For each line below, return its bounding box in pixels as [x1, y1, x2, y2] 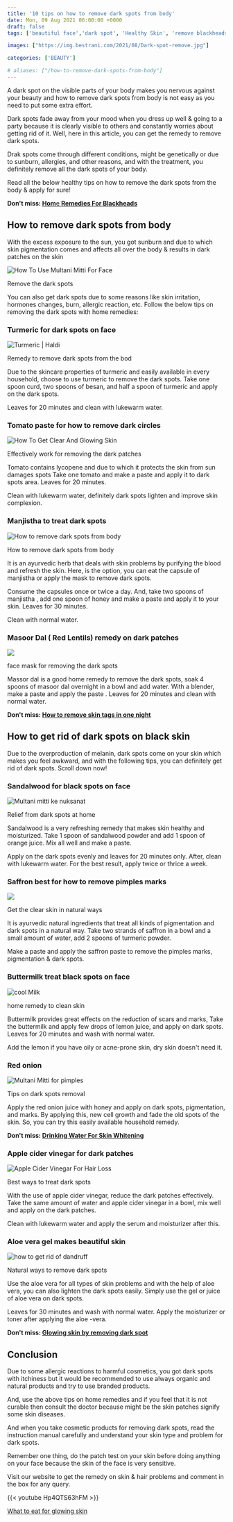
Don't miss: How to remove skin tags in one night [7, 710, 151, 719]
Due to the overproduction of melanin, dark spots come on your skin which [7, 749, 221, 757]
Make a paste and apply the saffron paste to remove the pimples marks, [7, 948, 213, 956]
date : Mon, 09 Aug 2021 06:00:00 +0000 [7, 17, 123, 24]
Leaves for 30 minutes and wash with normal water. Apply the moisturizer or [7, 1307, 225, 1316]
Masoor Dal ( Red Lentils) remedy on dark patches [7, 633, 179, 643]
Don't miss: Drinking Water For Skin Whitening [7, 1131, 144, 1139]
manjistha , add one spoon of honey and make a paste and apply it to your [7, 595, 219, 603]
